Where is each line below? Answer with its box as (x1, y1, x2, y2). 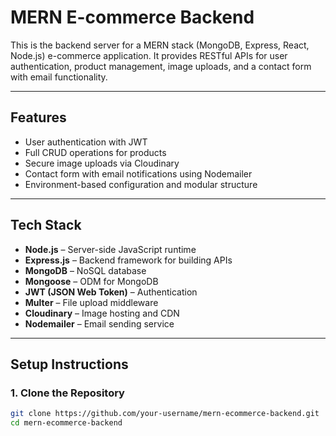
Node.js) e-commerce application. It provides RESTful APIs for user (10, 49, 288, 61)
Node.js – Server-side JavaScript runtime (24, 243, 197, 255)
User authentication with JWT (24, 136, 148, 148)
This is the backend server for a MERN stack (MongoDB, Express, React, (10, 39, 310, 51)
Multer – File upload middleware (24, 296, 159, 308)
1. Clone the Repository (10, 386, 125, 400)
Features (10, 109, 67, 126)
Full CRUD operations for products (24, 146, 167, 158)
